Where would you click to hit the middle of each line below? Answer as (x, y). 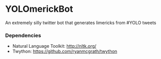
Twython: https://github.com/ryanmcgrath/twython (65, 51)
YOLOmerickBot (39, 9)
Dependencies (23, 35)
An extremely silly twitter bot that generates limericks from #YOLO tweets (81, 23)
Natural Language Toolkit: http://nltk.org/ (54, 46)
